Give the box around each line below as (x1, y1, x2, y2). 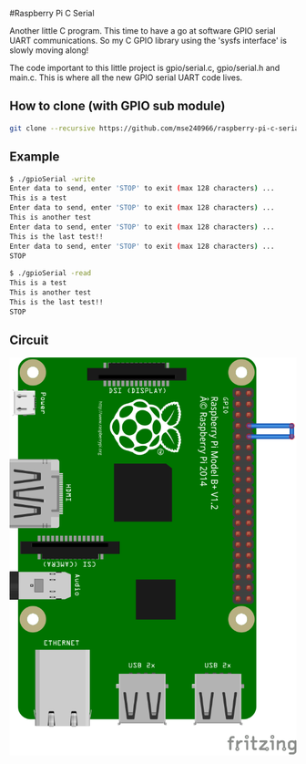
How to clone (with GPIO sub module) (9, 98, 226, 114)
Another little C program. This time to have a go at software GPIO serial (9, 26, 276, 36)
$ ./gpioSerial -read (9, 269, 92, 278)
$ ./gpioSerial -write (9, 174, 96, 183)
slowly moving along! (9, 45, 89, 56)
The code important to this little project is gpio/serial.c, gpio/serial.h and (9, 63, 280, 73)
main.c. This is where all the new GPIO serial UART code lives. (9, 72, 243, 83)
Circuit (9, 333, 49, 348)
